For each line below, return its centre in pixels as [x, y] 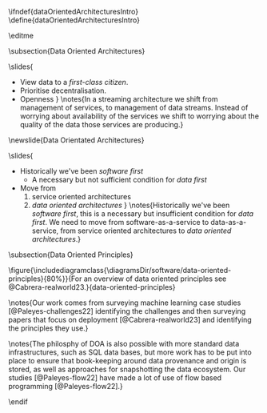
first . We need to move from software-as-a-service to [120, 222]
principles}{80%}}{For [45, 279]
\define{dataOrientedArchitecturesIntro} [74, 20]
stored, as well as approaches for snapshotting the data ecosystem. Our [127, 369]
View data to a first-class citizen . [74, 82]
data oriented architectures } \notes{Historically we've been [131, 205]
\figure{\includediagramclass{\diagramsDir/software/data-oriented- [120, 270]
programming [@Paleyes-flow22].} [66, 386]
